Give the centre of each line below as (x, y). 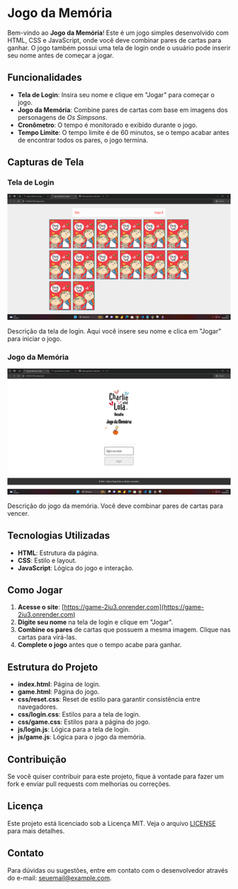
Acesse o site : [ (41, 607)
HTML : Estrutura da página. (58, 553)
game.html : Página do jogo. (58, 692)
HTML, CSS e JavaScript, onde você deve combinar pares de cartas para (114, 40)
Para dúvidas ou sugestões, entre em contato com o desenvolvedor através (118, 870)
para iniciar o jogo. (35, 338)
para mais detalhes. (36, 831)
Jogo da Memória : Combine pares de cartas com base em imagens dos (123, 110)
